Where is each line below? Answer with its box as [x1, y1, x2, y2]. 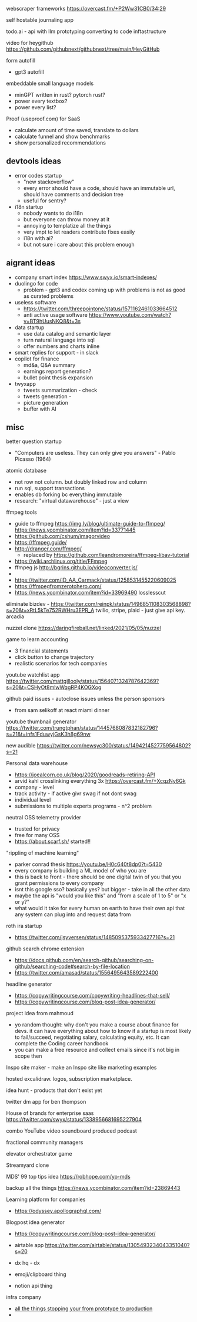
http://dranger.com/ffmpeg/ [14, 545, 82, 552]
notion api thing [14, 1282, 53, 1290]
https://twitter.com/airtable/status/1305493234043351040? [45, 1242, 190, 1249]
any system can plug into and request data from [14, 911, 131, 918]
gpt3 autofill [14, 68, 44, 76]
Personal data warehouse [6, 760, 68, 767]
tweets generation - [23, 392, 72, 400]
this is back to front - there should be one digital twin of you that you [14, 873, 181, 881]
